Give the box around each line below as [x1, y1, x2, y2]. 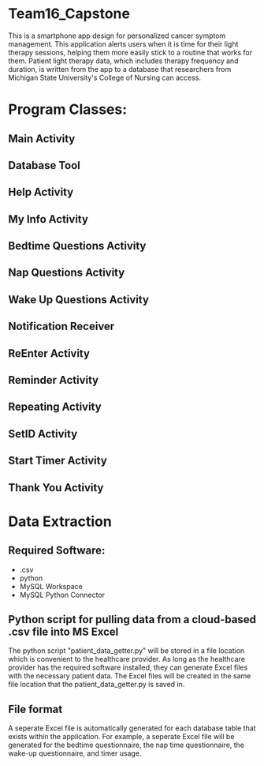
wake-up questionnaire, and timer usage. [8, 749, 142, 758]
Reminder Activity [8, 374, 99, 387]
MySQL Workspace [19, 581, 83, 591]
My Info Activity [8, 212, 89, 226]
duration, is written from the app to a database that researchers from [8, 64, 232, 73]
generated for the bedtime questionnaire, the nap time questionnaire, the [8, 740, 245, 750]
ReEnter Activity [8, 347, 91, 360]
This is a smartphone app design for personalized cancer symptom [8, 31, 226, 40]
